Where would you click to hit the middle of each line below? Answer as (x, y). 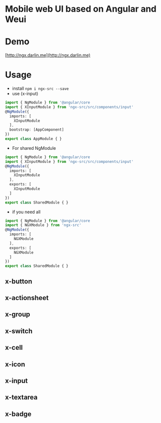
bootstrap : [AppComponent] (37, 130)
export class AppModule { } (34, 139)
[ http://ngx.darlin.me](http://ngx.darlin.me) (48, 55)
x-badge (18, 414)
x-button (19, 281)
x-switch (19, 331)
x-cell (14, 348)
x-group (18, 314)
